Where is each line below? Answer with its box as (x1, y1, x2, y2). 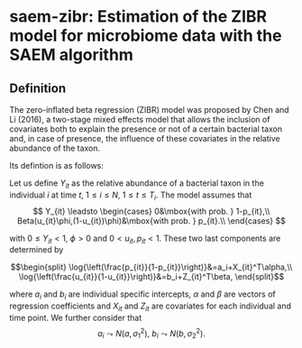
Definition (9, 80, 66, 96)
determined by (9, 244, 64, 255)
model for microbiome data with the (9, 25, 282, 46)
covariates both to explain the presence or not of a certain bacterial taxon (9, 124, 282, 134)
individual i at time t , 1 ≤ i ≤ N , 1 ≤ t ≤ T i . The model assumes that (9, 189, 252, 202)
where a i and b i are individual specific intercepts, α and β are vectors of (9, 288, 277, 302)
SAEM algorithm (9, 45, 133, 65)
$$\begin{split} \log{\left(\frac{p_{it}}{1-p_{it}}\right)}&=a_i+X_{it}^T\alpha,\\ (10, 261, 293, 272)
